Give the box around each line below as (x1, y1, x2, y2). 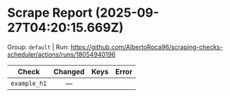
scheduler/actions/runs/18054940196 (7, 50, 116, 59)
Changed (53, 66, 85, 76)
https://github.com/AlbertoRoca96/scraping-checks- (70, 43, 223, 51)
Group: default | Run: (7, 43, 69, 51)
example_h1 (10, 79, 47, 87)
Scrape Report (7, 5, 93, 21)
